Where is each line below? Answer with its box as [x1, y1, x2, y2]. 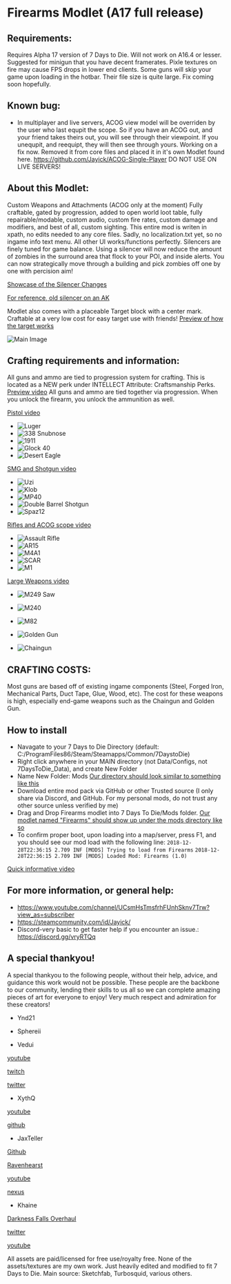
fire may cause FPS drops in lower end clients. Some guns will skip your [7, 66, 212, 73]
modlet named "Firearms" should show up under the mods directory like [17, 816, 223, 825]
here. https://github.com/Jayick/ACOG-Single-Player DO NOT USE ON [17, 155, 217, 163]
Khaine [17, 1200, 38, 1209]
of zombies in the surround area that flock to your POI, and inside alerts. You [7, 252, 225, 260]
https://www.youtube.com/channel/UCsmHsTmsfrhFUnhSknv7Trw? [17, 903, 210, 911]
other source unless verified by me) [17, 801, 119, 809]
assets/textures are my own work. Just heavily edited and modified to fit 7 [7, 1262, 218, 1270]
